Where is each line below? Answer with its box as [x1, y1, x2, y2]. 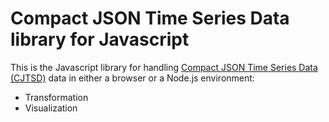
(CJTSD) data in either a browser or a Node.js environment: [10, 72, 255, 84]
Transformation [24, 91, 89, 103]
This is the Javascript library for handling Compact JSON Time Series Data [10, 61, 318, 73]
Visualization [24, 102, 78, 114]
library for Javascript [10, 28, 190, 51]
